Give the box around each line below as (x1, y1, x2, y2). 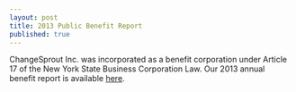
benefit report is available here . (9, 73, 125, 84)
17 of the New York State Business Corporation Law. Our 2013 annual (9, 63, 265, 74)
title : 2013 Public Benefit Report (9, 21, 143, 30)
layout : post (9, 13, 58, 22)
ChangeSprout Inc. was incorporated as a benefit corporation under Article (9, 54, 288, 65)
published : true (9, 29, 70, 38)
